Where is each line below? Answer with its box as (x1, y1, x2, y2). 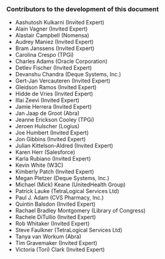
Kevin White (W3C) (15, 161, 64, 169)
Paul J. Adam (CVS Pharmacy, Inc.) (15, 194, 104, 202)
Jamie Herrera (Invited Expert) (15, 103, 92, 111)
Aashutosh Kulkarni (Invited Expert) (15, 19, 105, 26)
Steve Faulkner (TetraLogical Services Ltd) (15, 227, 123, 234)
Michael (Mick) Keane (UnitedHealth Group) (15, 181, 126, 188)
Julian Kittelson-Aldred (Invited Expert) (15, 142, 114, 150)
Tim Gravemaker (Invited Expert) (15, 239, 98, 247)
